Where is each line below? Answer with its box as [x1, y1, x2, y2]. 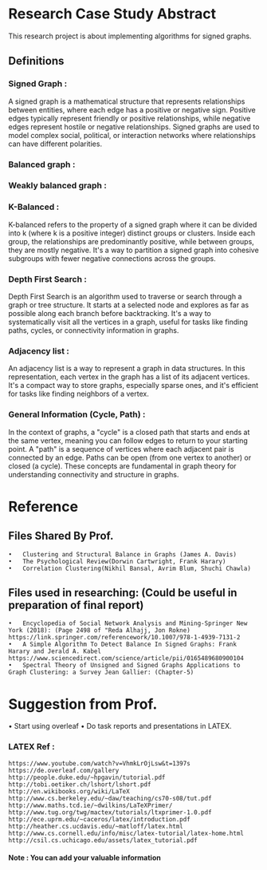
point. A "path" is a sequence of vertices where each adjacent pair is [8, 444, 234, 453]
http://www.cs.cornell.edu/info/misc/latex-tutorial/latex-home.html [8, 829, 245, 837]
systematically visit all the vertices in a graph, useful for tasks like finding [8, 317, 249, 327]
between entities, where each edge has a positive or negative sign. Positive [8, 105, 257, 114]
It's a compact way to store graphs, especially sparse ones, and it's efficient [8, 381, 259, 390]
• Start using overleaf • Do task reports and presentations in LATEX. [8, 722, 233, 731]
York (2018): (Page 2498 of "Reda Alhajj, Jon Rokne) [8, 627, 191, 635]
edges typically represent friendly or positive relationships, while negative [8, 113, 251, 123]
